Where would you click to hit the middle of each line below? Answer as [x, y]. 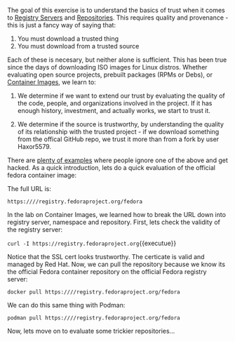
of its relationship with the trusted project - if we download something [118, 132]
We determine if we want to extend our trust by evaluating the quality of [121, 96]
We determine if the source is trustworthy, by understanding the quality [121, 124]
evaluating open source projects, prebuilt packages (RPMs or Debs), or [110, 74]
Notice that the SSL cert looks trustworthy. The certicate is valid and [106, 257]
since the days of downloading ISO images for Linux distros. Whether [108, 67]
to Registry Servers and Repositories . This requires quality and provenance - [118, 18]
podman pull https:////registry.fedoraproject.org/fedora [94, 318]
